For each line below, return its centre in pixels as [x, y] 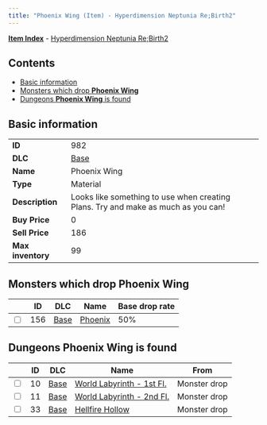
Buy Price [31, 220]
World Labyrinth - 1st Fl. [120, 384]
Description [35, 202]
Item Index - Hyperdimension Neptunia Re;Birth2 [88, 38]
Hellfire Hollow [102, 409]
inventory [31, 256]
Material [86, 184]
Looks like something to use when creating [150, 197]
